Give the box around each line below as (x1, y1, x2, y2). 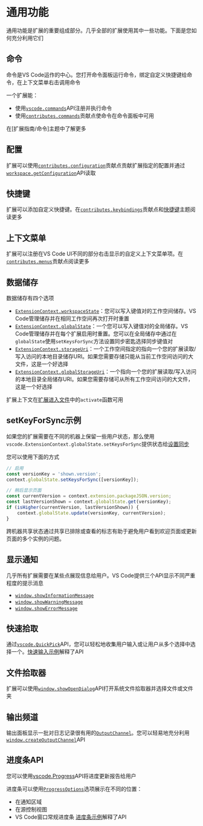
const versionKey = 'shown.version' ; (6, 471, 101, 477)
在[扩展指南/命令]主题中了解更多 (6, 125, 86, 132)
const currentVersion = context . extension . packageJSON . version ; (6, 493, 172, 499)
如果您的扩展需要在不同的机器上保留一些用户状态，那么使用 (6, 432, 155, 440)
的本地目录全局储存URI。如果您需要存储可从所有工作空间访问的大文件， (14, 375, 193, 383)
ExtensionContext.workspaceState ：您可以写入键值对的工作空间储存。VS (14, 307, 196, 314)
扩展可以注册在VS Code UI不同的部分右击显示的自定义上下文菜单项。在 (6, 250, 184, 258)
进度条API (6, 755, 44, 765)
